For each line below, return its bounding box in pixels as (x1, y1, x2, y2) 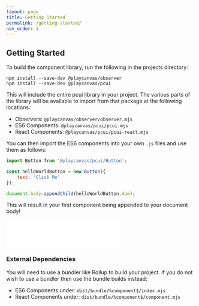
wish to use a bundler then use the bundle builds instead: (6, 275, 148, 282)
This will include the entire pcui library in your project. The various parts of (6, 91, 191, 98)
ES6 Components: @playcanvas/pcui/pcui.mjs (14, 122, 129, 129)
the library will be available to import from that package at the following (6, 97, 182, 105)
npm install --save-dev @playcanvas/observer (6, 76, 122, 82)
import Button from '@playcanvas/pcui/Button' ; (6, 158, 128, 164)
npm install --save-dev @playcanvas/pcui (6, 80, 111, 87)
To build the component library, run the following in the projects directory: (6, 64, 189, 71)
